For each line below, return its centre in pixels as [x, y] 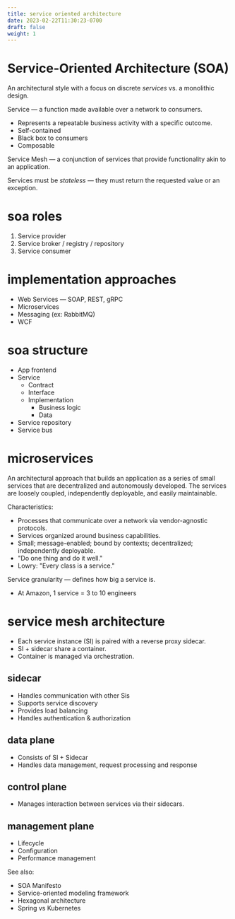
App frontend [37, 370]
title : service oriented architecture [64, 14]
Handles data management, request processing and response [107, 765]
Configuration [37, 851]
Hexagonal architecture [52, 901]
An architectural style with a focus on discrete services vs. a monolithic [111, 88]
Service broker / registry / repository [71, 244]
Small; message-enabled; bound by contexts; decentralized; [105, 543]
